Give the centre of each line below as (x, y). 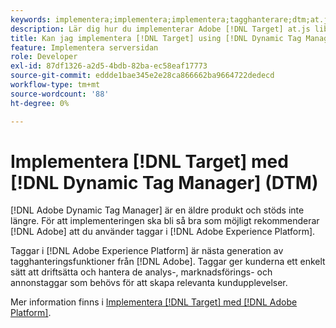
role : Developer (44, 57)
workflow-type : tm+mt (55, 85)
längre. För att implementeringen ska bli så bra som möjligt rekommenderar (165, 221)
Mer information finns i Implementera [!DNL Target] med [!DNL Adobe (154, 302)
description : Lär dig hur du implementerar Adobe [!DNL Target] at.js (160, 29)
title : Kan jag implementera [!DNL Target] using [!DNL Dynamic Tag (156, 38)
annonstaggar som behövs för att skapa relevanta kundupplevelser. (149, 283)
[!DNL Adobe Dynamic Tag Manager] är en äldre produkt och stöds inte (157, 210)
